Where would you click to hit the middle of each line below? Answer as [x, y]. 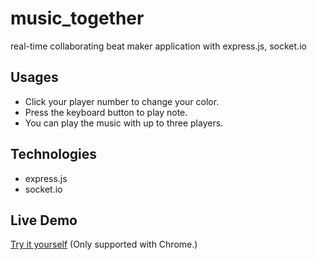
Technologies [54, 154]
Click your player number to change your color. [122, 101]
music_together [77, 18]
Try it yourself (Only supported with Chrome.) [104, 244]
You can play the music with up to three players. [124, 123]
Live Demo [44, 220]
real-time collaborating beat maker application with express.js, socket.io [158, 46]
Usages [34, 77]
